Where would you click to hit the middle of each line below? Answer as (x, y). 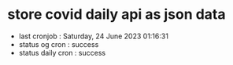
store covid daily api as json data (116, 14)
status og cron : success (59, 44)
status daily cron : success (62, 52)
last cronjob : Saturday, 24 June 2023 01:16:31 (93, 36)
